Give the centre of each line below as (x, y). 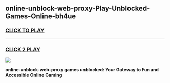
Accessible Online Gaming (34, 75)
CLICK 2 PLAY (23, 49)
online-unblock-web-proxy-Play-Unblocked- (78, 8)
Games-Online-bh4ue (41, 16)
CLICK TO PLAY (25, 31)
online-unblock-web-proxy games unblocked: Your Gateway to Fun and (82, 69)
